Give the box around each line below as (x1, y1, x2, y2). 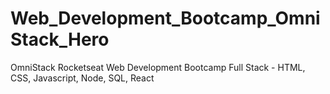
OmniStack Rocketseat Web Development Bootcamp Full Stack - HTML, (10, 61, 306, 73)
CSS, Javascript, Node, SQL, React (10, 72, 155, 84)
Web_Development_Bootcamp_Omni (10, 7, 321, 30)
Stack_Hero (10, 28, 110, 51)
